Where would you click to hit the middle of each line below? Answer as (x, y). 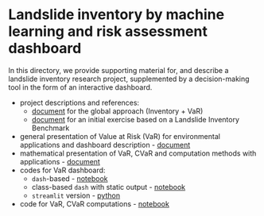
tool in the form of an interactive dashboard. (80, 87)
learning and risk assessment (108, 31)
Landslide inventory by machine (116, 15)
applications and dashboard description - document (105, 145)
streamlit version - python (76, 195)
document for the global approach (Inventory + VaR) (117, 111)
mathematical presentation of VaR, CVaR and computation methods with (138, 153)
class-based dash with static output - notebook (109, 187)
